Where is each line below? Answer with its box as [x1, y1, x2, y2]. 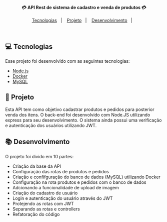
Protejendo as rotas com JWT [12, 200, 74, 206]
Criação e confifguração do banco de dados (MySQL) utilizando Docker [12, 174, 161, 180]
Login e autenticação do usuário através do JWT [12, 195, 113, 201]
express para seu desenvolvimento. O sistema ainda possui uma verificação [5, 117, 162, 123]
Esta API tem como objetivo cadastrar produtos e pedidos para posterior [5, 106, 154, 113]
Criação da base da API [12, 163, 61, 169]
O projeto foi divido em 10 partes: [5, 153, 74, 159]
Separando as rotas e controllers [12, 206, 80, 212]
